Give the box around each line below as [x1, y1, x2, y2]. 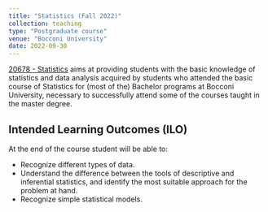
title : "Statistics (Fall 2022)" [8, 11, 122, 20]
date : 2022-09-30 [8, 42, 68, 50]
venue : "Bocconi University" [8, 34, 108, 43]
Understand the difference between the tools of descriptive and [20, 168, 235, 178]
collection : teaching [8, 19, 82, 28]
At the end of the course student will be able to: [8, 144, 169, 154]
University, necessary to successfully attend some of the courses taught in [8, 90, 261, 100]
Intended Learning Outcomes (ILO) [8, 123, 188, 136]
